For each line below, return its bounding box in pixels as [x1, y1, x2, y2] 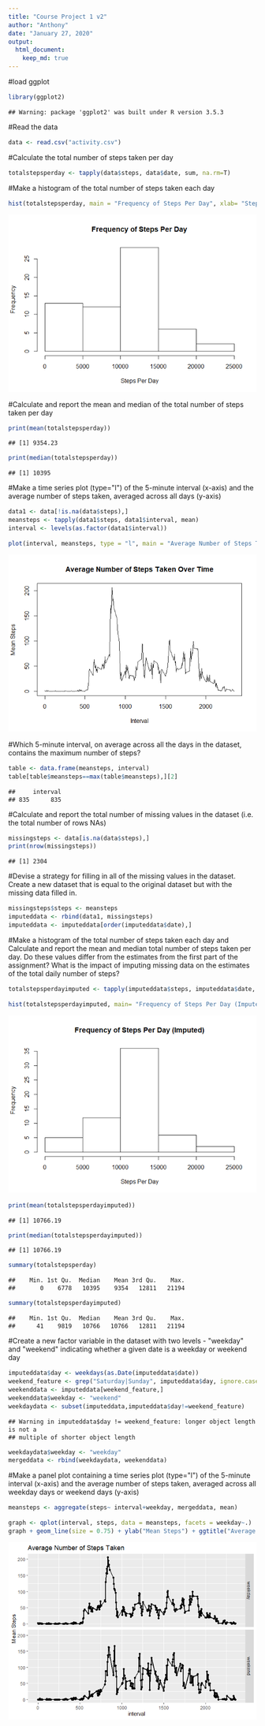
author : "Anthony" [8, 21, 69, 29]
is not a [8, 1426, 37, 1433]
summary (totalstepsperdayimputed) [8, 1299, 122, 1307]
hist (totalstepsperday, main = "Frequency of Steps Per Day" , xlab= [8, 199, 238, 207]
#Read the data [8, 122, 58, 132]
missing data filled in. [8, 888, 77, 898]
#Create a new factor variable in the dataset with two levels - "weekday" [8, 1336, 244, 1346]
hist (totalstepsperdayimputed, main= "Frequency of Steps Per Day [8, 1000, 231, 1008]
